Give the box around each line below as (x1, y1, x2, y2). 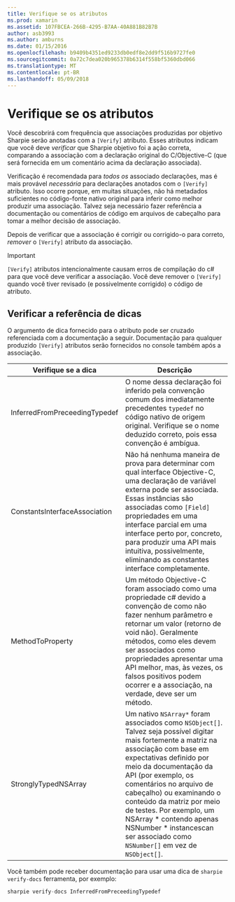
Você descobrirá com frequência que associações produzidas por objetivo (7, 129, 222, 137)
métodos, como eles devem (124, 636, 216, 646)
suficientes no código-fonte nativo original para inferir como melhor (7, 194, 203, 203)
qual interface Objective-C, (124, 467, 215, 477)
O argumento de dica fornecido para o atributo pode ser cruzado (7, 327, 194, 335)
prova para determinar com (124, 458, 215, 468)
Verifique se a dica (32, 365, 97, 375)
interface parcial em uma (124, 520, 208, 530)
